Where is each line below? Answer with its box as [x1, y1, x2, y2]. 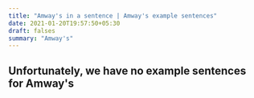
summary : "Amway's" [8, 34, 74, 43]
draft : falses [8, 27, 56, 35]
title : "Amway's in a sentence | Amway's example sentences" [8, 11, 218, 20]
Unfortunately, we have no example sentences [8, 63, 247, 77]
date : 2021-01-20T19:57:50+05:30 [8, 19, 121, 27]
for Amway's [8, 76, 75, 90]
